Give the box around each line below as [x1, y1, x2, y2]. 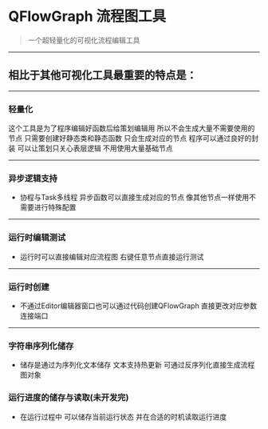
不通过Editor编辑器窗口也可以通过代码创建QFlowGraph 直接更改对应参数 [19, 301, 258, 311]
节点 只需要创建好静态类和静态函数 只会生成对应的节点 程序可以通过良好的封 [8, 134, 259, 143]
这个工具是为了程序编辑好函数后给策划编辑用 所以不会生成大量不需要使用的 [8, 123, 255, 133]
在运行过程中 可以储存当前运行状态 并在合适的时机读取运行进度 [19, 411, 227, 421]
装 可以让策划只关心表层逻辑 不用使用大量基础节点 [8, 143, 173, 153]
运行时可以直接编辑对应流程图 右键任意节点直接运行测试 [19, 251, 204, 261]
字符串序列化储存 [8, 340, 74, 351]
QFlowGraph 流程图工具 [8, 7, 167, 26]
